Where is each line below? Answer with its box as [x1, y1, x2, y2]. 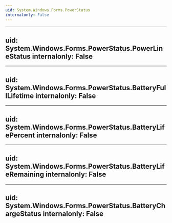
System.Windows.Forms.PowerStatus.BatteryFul [5, 83, 166, 92]
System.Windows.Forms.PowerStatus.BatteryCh [5, 201, 166, 210]
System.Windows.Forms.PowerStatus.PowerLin [5, 44, 163, 53]
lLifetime [5, 91, 34, 100]
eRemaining [5, 170, 45, 179]
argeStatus [5, 210, 42, 218]
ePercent [5, 131, 35, 139]
